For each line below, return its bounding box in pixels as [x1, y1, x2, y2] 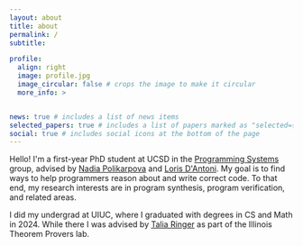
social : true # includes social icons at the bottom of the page [9, 129, 260, 138]
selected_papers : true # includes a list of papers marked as [9, 121, 248, 130]
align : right [17, 63, 67, 72]
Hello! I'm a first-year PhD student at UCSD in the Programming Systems [9, 154, 280, 165]
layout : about [9, 13, 63, 23]
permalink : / [9, 30, 59, 39]
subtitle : [9, 38, 47, 48]
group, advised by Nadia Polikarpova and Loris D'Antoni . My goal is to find [9, 163, 286, 174]
